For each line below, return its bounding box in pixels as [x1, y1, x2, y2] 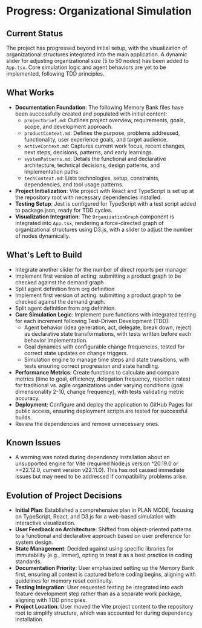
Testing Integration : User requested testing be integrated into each [15, 584, 183, 591]
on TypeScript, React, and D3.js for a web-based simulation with [15, 513, 176, 520]
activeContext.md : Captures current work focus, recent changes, [24, 142, 186, 149]
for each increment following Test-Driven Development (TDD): [15, 317, 171, 324]
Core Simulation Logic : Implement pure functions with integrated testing [15, 310, 197, 318]
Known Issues [6, 437, 61, 448]
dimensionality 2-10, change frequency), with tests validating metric [15, 388, 184, 395]
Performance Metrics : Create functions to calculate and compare [15, 368, 180, 376]
